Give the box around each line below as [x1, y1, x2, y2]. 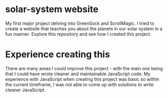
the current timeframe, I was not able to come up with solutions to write [5, 81, 154, 87]
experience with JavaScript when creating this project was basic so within [5, 76, 160, 82]
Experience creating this [5, 49, 110, 60]
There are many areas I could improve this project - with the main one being [5, 65, 163, 71]
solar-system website [5, 4, 98, 15]
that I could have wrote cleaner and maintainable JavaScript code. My [5, 71, 151, 77]
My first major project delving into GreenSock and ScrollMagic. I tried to [5, 20, 155, 26]
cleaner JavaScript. [5, 87, 46, 93]
